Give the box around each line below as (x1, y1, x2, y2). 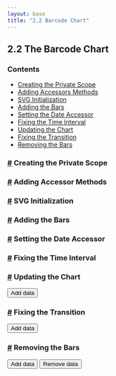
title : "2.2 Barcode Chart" (7, 17, 90, 24)
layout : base (7, 10, 46, 18)
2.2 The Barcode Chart (7, 43, 109, 55)
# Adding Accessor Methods (7, 177, 108, 187)
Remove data (43, 360, 79, 368)
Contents (7, 64, 40, 74)
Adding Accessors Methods (17, 88, 98, 96)
